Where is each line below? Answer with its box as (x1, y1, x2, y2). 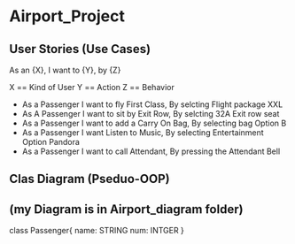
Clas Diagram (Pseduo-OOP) (9, 172, 170, 187)
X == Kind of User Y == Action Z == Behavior (9, 82, 175, 92)
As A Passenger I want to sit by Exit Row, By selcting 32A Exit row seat (21, 109, 280, 118)
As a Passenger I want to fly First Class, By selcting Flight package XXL (21, 99, 283, 110)
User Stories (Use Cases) (9, 42, 151, 57)
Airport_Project (9, 6, 126, 27)
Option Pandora (21, 137, 80, 147)
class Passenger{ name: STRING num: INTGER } (9, 225, 184, 236)
